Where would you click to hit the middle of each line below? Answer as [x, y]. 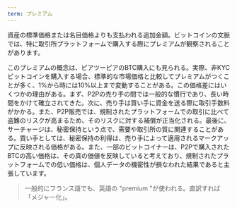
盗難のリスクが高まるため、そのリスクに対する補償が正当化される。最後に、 [119, 120]
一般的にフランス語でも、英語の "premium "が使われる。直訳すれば [122, 188]
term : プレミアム [30, 14]
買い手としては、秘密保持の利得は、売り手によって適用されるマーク [118, 137]
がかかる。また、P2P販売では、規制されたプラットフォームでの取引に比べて [118, 111]
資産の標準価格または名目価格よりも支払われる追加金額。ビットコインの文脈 [119, 35]
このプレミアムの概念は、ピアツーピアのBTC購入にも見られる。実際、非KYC [118, 67]
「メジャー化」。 [48, 197]
